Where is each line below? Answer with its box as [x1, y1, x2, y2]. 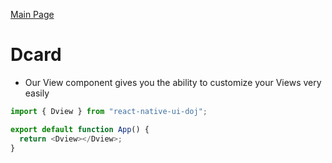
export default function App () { [10, 124, 150, 134]
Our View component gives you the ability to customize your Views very [24, 76, 322, 88]
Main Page [10, 9, 55, 20]
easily [24, 87, 50, 99]
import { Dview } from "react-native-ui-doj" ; [10, 106, 208, 116]
